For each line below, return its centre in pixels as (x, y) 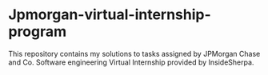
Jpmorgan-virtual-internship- (110, 15)
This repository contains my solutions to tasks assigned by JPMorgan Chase (134, 53)
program (38, 32)
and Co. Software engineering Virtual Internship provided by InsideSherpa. (131, 62)
